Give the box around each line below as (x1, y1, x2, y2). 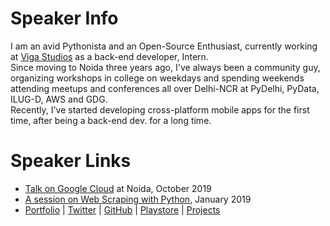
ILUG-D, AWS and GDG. (10, 93, 108, 105)
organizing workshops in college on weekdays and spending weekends (10, 72, 305, 84)
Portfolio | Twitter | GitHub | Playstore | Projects (24, 203, 221, 216)
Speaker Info (10, 7, 119, 30)
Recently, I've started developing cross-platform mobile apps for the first (10, 103, 310, 116)
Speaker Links (10, 150, 132, 172)
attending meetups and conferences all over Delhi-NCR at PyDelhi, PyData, (10, 82, 320, 94)
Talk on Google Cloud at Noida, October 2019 (24, 182, 212, 194)
